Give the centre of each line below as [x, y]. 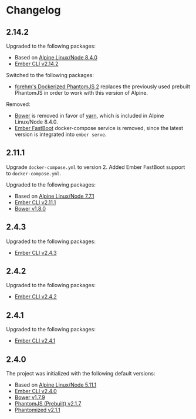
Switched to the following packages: [50, 75]
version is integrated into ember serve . [60, 134]
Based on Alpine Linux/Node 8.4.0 [56, 57]
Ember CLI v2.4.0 [36, 391]
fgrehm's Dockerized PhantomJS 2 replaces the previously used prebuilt [102, 87]
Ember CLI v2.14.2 [36, 64]
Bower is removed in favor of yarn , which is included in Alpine [89, 116]
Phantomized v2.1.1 [37, 410]
